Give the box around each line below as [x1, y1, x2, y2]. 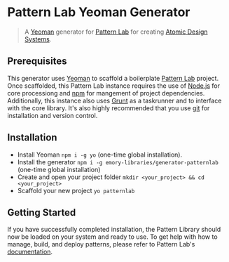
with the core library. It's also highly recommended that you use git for [7, 103, 210, 112]
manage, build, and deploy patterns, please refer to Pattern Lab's [7, 240, 195, 249]
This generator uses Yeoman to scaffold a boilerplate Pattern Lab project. [7, 74, 219, 82]
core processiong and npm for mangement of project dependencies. [7, 89, 205, 97]
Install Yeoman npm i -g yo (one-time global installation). [17, 150, 183, 159]
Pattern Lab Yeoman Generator [7, 4, 190, 20]
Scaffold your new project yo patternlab [17, 186, 135, 195]
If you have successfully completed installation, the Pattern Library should [7, 225, 221, 234]
